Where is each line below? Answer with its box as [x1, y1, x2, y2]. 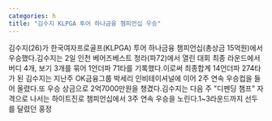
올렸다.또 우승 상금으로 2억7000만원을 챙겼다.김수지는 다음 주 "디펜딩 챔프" [16, 83, 256, 93]
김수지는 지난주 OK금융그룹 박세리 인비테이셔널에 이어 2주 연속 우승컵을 [25, 73, 253, 83]
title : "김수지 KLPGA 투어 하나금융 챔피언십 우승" [8, 19, 162, 28]
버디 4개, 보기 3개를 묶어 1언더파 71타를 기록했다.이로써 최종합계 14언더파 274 [8, 63, 255, 73]
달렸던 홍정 [16, 103, 53, 114]
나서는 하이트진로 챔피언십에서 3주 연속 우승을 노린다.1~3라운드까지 [29, 93, 244, 103]
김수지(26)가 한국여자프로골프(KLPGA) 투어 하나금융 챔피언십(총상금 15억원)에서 [8, 42, 264, 53]
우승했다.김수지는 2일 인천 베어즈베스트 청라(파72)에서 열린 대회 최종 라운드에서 [8, 53, 261, 63]
